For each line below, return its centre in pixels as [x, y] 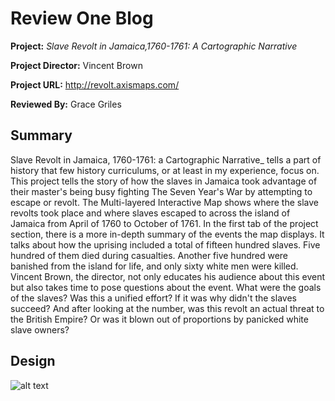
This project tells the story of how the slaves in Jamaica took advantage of [164, 181]
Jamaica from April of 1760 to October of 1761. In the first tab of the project [164, 223]
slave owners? [40, 329]
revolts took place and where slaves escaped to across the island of [150, 213]
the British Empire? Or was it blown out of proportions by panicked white [159, 319]
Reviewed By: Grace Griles [66, 104]
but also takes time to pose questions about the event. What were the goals [166, 287]
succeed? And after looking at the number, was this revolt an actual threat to [167, 308]
